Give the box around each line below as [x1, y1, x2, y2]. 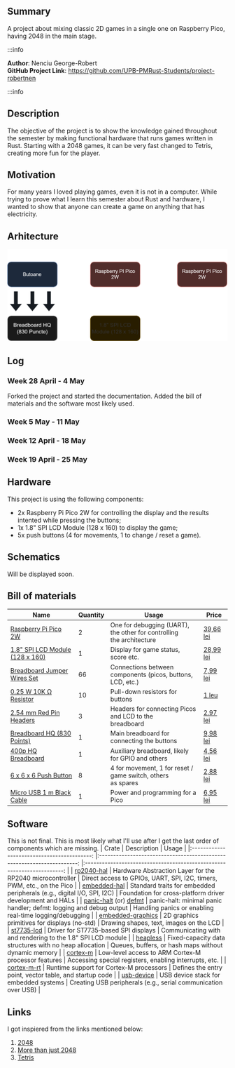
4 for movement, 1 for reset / [110, 763, 194, 772]
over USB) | [7, 986, 41, 994]
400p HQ [10, 747, 37, 755]
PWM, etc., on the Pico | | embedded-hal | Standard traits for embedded [7, 881, 215, 890]
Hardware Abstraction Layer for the [113, 867, 215, 875]
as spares [110, 778, 138, 787]
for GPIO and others [110, 754, 168, 762]
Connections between [110, 662, 174, 671]
